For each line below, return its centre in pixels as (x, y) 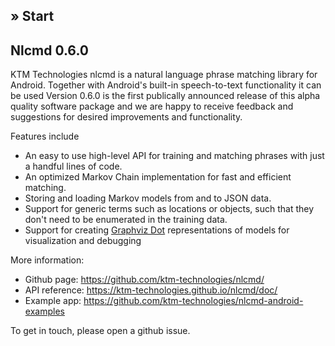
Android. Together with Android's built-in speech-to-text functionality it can (166, 85)
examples (44, 311)
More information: (47, 260)
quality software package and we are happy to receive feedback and (152, 106)
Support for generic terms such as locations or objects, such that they (169, 209)
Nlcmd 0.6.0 (49, 50)
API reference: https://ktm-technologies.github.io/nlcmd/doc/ (151, 290)
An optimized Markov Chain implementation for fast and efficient (158, 177)
